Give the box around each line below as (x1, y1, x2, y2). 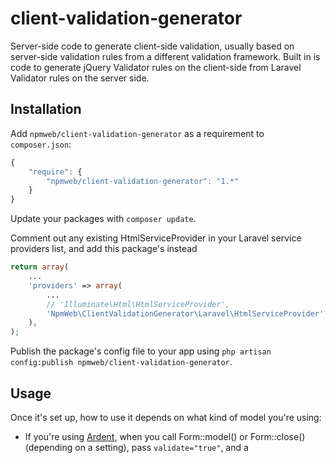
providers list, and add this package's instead (10, 243, 198, 255)
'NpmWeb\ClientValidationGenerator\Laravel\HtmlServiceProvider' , (46, 308, 329, 319)
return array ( (10, 262, 70, 272)
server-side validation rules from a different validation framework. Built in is (10, 50, 321, 62)
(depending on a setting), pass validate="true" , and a (24, 441, 249, 453)
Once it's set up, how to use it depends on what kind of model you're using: (10, 411, 322, 423)
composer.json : (10, 138, 72, 150)
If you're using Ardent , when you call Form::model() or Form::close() (24, 430, 306, 442)
